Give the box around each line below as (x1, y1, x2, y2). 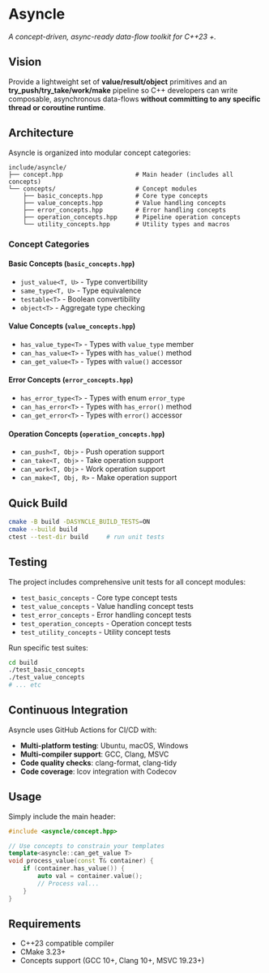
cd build (8, 658, 38, 667)
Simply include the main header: (8, 812, 116, 821)
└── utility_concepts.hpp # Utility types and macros (23, 220, 230, 228)
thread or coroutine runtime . (8, 102, 106, 112)
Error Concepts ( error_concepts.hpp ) (8, 375, 134, 385)
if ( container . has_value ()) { (23, 864, 126, 872)
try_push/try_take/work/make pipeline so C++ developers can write (8, 85, 238, 95)
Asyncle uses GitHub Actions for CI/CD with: (8, 725, 157, 735)
